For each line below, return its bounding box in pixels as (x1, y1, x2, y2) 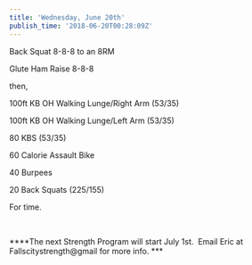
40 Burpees (9, 167, 53, 178)
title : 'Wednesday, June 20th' (9, 12, 126, 22)
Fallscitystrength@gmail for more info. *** (9, 245, 163, 256)
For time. (9, 202, 42, 212)
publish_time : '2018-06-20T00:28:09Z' (9, 21, 153, 30)
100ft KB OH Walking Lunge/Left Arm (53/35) (9, 115, 175, 126)
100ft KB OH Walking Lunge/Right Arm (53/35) (9, 97, 180, 108)
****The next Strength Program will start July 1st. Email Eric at (9, 236, 243, 246)
